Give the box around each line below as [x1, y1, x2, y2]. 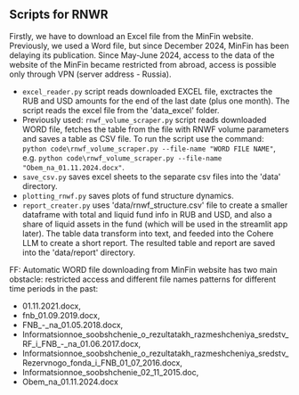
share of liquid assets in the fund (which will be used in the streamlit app [21, 218, 288, 229]
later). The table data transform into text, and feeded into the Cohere [21, 227, 274, 239]
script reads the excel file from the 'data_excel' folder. [21, 104, 220, 115]
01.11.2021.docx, [21, 300, 82, 311]
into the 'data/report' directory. [21, 247, 136, 258]
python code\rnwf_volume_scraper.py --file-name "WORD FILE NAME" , [21, 143, 276, 153]
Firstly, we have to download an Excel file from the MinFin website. [9, 30, 254, 41]
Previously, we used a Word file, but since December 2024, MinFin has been [9, 40, 289, 51]
